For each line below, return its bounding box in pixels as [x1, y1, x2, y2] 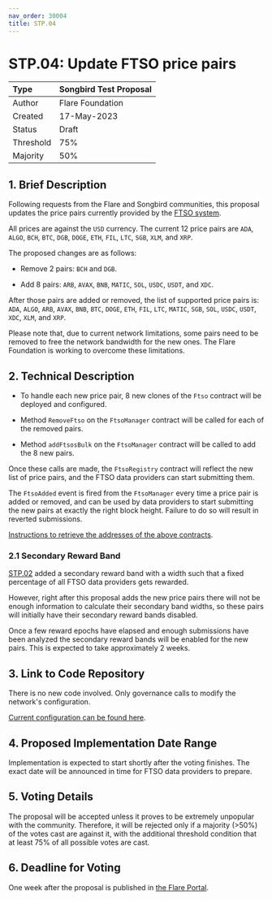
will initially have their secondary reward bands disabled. [8, 610, 198, 620]
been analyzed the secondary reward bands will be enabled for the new [8, 634, 249, 644]
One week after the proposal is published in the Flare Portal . [8, 882, 209, 892]
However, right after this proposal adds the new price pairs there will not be [8, 593, 261, 603]
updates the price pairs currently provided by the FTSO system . [8, 208, 222, 218]
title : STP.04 [8, 19, 57, 28]
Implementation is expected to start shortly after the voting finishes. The [8, 757, 250, 768]
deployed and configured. [19, 400, 107, 409]
